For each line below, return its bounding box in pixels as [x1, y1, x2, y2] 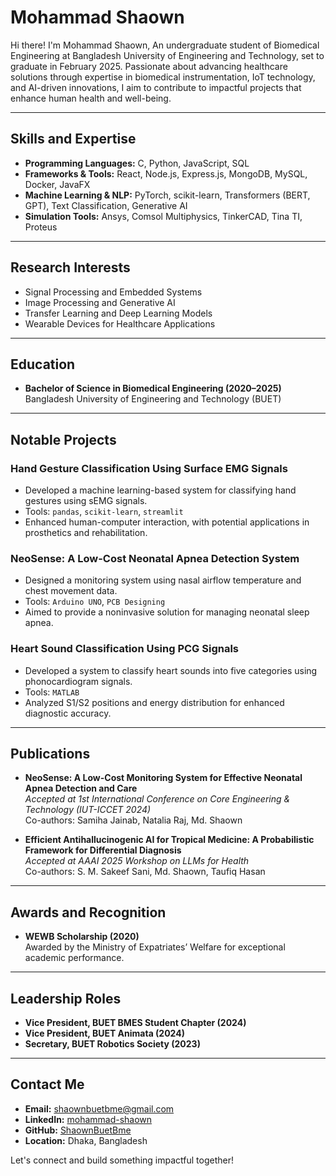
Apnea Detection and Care [24, 782, 138, 795]
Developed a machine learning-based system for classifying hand [24, 484, 297, 496]
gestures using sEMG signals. [24, 495, 148, 507]
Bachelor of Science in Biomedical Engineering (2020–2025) [24, 382, 282, 395]
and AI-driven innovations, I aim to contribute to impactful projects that [10, 81, 302, 93]
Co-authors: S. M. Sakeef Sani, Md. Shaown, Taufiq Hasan [24, 866, 266, 878]
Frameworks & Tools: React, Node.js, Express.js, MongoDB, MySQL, [24, 167, 308, 180]
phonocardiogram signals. [24, 675, 133, 687]
